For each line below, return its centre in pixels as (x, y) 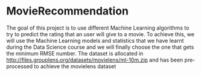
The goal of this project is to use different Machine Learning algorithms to (98, 28)
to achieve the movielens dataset (75, 66)
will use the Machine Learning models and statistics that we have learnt (95, 40)
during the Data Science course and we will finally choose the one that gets (100, 47)
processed (20, 66)
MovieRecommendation (67, 11)
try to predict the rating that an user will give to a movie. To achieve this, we (101, 34)
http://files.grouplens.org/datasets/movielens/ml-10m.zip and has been (95, 60)
